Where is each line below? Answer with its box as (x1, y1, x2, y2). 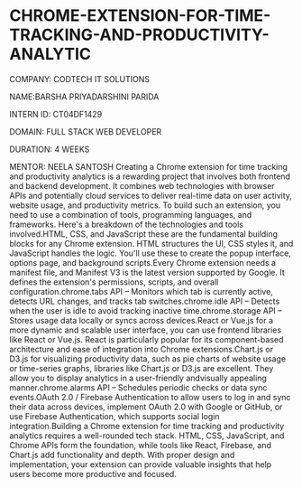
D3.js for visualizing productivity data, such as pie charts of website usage (9, 353, 287, 364)
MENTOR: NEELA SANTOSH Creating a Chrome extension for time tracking (9, 161, 288, 172)
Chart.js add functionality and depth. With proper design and (9, 449, 235, 460)
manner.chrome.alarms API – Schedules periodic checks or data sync (9, 381, 268, 393)
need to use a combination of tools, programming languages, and (9, 209, 252, 220)
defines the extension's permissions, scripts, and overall (9, 277, 219, 287)
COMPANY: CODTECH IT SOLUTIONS (9, 73, 151, 84)
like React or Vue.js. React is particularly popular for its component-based (9, 333, 284, 344)
